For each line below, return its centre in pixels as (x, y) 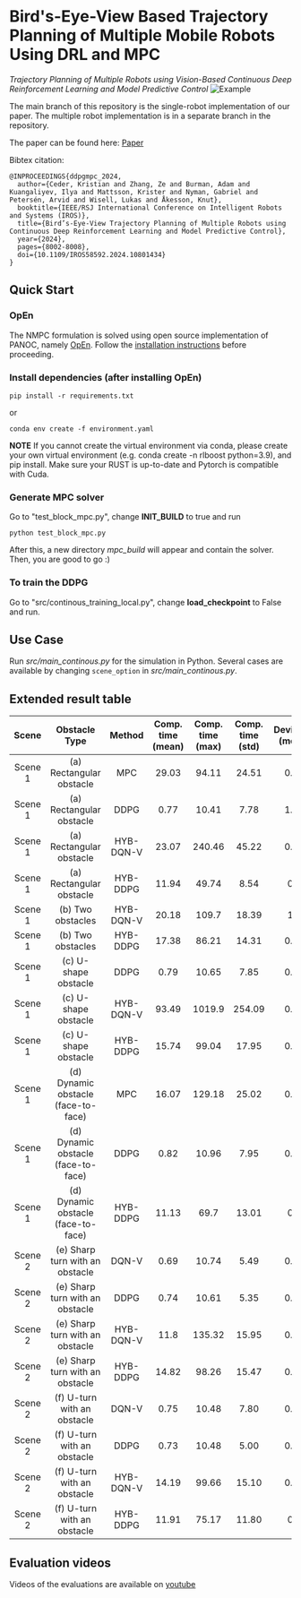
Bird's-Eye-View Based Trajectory (139, 17)
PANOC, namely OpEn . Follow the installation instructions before (128, 344)
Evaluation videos (60, 1563)
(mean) (168, 747)
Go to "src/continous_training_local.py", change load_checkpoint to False (146, 602)
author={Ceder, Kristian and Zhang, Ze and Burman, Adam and (134, 184)
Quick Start (42, 290)
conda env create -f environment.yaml (82, 429)
